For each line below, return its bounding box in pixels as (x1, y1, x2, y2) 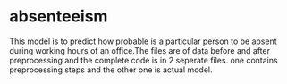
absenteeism (9, 6, 108, 27)
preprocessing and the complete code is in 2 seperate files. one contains (9, 55, 279, 65)
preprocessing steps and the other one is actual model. (9, 64, 213, 75)
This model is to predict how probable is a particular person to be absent (9, 36, 277, 46)
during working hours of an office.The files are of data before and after (9, 45, 271, 55)
